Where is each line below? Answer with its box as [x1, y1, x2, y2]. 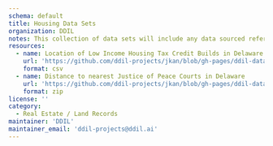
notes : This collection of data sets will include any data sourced [8, 34, 245, 43]
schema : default [8, 11, 63, 20]
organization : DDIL [8, 27, 75, 35]
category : [8, 102, 42, 110]
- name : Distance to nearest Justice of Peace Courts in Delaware [15, 72, 245, 80]
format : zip [23, 87, 63, 96]
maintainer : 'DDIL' [8, 118, 75, 126]
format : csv [23, 65, 63, 73]
